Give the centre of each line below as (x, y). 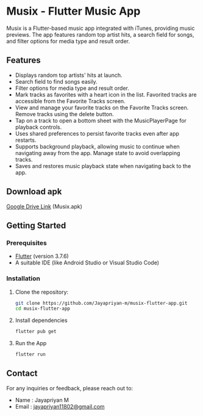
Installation (23, 279)
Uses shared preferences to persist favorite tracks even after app (97, 133)
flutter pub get (36, 332)
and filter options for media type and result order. (68, 41)
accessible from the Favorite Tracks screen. (70, 101)
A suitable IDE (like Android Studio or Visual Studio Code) (87, 263)
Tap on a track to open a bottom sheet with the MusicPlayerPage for (101, 120)
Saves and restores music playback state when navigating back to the (103, 166)
